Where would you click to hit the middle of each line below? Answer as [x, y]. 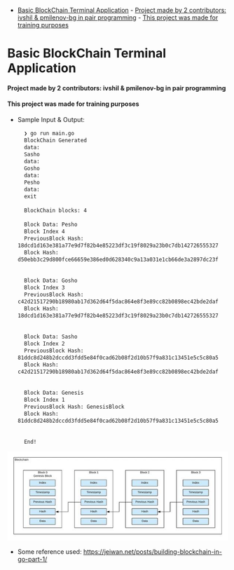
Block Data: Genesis [54, 393]
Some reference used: [49, 552]
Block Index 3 [44, 287]
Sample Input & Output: [51, 119]
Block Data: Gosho [51, 280]
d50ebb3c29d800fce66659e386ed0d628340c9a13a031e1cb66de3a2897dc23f [118, 259]
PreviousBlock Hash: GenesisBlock [74, 407]
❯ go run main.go [49, 133]
